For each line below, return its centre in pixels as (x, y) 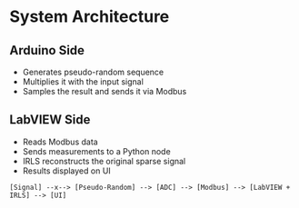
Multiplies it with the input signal (83, 82)
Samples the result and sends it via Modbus (105, 91)
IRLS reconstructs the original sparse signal (104, 161)
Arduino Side (47, 50)
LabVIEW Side (50, 120)
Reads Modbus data (60, 142)
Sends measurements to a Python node (96, 151)
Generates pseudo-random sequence (93, 72)
